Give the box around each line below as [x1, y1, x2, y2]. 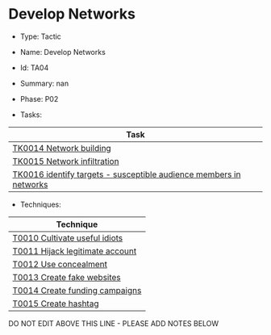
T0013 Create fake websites [12, 271, 121, 283]
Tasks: [19, 110, 43, 119]
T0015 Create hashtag [12, 298, 99, 309]
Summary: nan [19, 78, 69, 88]
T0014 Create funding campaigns [12, 284, 142, 295]
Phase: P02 [19, 94, 59, 103]
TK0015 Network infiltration [12, 155, 119, 166]
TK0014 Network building [12, 142, 111, 153]
